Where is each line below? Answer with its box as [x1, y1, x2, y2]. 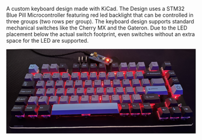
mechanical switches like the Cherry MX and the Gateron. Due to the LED [6, 24, 188, 31]
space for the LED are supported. [6, 37, 89, 44]
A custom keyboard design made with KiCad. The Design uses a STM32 [6, 5, 185, 12]
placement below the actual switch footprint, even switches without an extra [6, 31, 195, 38]
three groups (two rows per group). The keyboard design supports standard [6, 18, 194, 25]
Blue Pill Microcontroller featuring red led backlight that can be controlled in [6, 11, 194, 19]
